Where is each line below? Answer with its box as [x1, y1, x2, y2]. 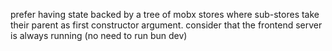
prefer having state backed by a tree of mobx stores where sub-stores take [10, 9, 320, 20]
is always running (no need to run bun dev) [10, 30, 188, 41]
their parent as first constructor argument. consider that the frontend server [10, 19, 323, 31]
